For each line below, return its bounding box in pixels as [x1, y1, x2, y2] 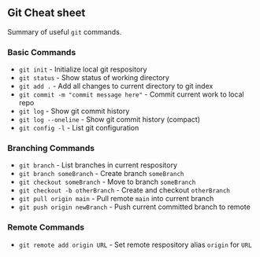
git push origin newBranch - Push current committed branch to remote [18, 202, 251, 211]
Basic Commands [7, 46, 76, 57]
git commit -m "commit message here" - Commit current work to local [18, 90, 245, 99]
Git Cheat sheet [7, 6, 86, 20]
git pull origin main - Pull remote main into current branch [18, 194, 214, 204]
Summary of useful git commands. [7, 27, 122, 36]
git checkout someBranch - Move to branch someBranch [18, 177, 196, 187]
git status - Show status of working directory [18, 73, 170, 83]
